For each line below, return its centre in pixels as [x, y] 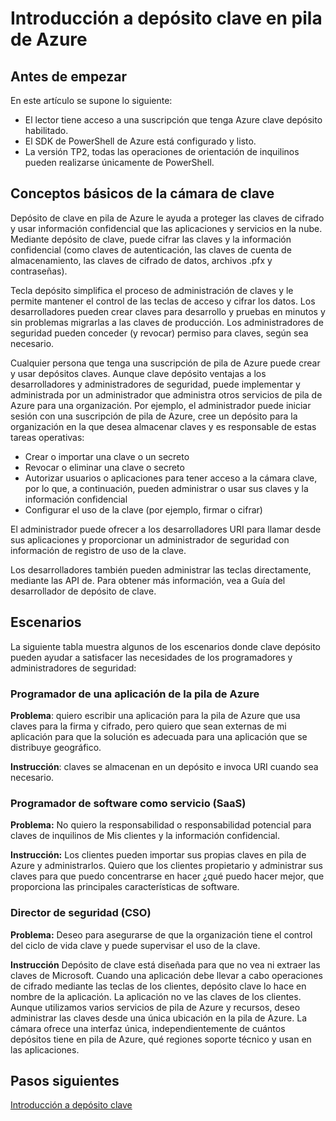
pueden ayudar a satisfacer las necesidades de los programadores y [151, 657]
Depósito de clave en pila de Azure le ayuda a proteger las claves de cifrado [167, 218]
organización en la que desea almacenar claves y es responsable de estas [163, 426]
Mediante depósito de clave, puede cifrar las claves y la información [151, 239]
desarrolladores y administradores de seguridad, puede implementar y [155, 384]
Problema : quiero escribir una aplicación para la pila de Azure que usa [155, 715]
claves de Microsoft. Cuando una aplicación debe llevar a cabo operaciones [166, 975]
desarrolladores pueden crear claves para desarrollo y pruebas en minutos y [168, 311]
